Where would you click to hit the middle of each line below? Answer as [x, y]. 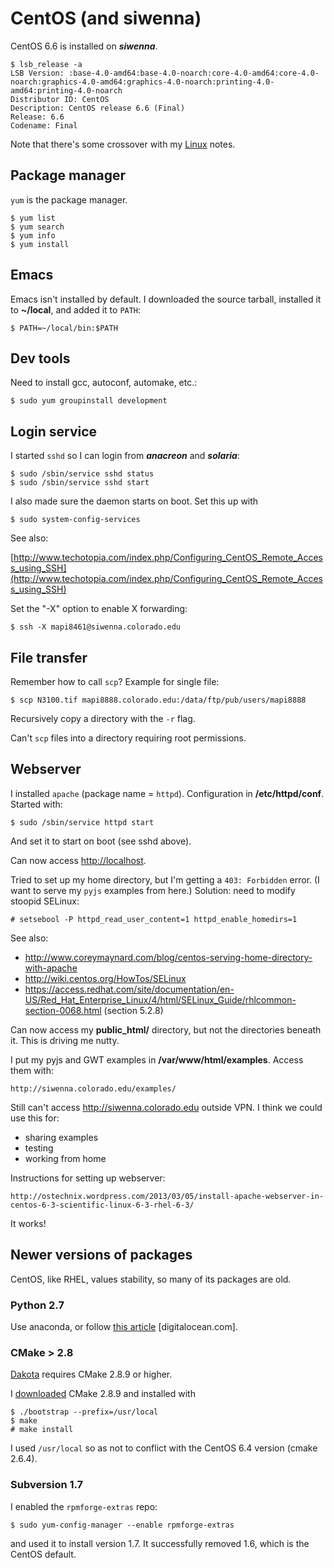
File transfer [49, 657]
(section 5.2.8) [133, 1010]
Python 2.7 [37, 1305]
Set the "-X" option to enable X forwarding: [99, 609]
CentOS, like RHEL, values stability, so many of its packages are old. [151, 1279]
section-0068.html [63, 1010]
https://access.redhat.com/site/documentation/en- [129, 989]
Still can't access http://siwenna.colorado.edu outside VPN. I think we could [166, 1107]
